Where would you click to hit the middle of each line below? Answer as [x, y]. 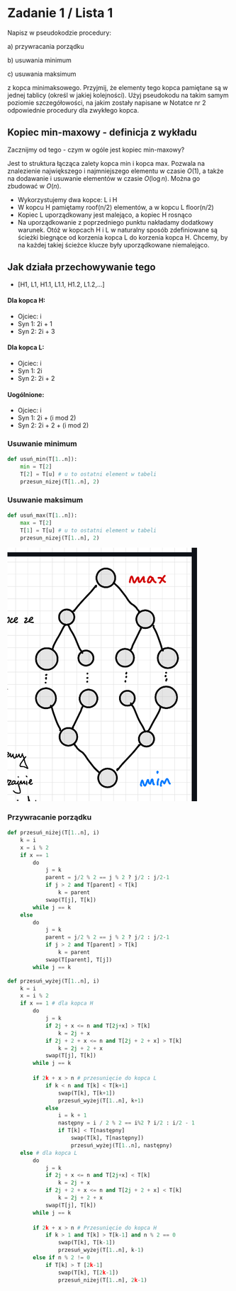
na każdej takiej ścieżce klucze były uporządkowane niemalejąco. [113, 245]
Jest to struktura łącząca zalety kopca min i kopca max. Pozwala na [106, 163]
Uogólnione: [26, 394]
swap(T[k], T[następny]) [107, 1138]
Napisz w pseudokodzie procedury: [60, 33]
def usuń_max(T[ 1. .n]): [43, 515]
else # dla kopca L [49, 1153]
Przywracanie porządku [50, 817]
